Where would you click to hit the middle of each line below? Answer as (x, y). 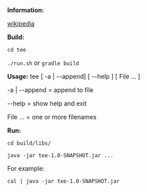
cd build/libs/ (29, 143)
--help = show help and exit (47, 103)
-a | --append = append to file (51, 90)
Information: (26, 10)
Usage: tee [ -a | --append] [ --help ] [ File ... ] (74, 76)
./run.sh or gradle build (43, 63)
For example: (26, 168)
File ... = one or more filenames (52, 117)
